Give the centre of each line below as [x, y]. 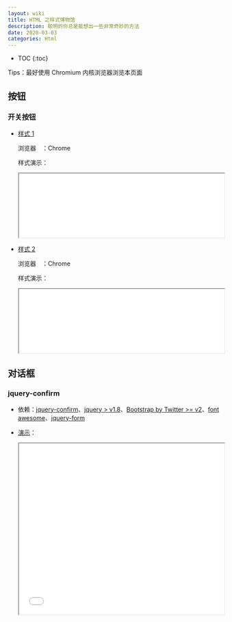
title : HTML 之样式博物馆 [42, 20]
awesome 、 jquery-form [51, 417]
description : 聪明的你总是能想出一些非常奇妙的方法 [74, 26]
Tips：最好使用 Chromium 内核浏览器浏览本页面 [75, 73]
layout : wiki [26, 13]
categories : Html [33, 39]
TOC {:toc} [33, 58]
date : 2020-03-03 [33, 33]
